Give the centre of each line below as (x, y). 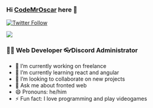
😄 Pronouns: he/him (41, 92)
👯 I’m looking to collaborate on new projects (70, 79)
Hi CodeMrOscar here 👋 (42, 10)
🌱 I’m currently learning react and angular (67, 72)
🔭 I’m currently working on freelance (61, 66)
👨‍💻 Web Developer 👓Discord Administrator (72, 50)
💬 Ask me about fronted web (51, 85)
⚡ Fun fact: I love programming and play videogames (81, 98)
